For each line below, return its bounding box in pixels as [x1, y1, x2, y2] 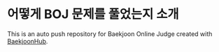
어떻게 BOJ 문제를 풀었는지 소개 [7, 6, 180, 22]
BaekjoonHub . [7, 37, 48, 45]
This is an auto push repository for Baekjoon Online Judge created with [7, 29, 213, 38]
